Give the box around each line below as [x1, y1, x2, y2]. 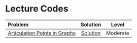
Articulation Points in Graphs [8, 29, 76, 36]
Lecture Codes [5, 3, 68, 14]
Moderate [106, 29, 129, 36]
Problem [8, 21, 29, 28]
